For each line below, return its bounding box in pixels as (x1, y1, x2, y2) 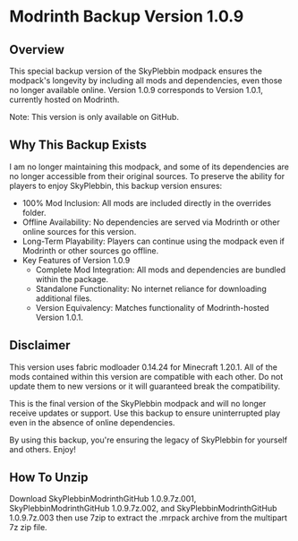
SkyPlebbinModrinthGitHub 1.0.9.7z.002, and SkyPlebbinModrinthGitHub (9, 503, 277, 514)
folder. (21, 207, 47, 218)
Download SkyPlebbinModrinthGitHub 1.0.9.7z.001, (9, 494, 197, 504)
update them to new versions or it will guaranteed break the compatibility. (9, 381, 281, 391)
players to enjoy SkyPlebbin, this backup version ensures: (9, 180, 223, 191)
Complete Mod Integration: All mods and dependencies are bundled (35, 264, 286, 275)
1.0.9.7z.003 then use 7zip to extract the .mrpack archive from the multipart (9, 512, 288, 523)
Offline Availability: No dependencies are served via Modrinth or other (21, 217, 280, 228)
